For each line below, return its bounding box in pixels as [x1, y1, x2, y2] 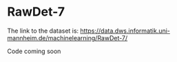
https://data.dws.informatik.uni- [80, 27, 171, 35]
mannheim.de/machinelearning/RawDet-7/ [7, 33, 128, 42]
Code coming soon [7, 47, 61, 55]
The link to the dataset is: [7, 27, 79, 35]
